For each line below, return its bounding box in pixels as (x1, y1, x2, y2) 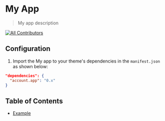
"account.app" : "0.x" (10, 78, 56, 83)
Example (12, 110, 31, 116)
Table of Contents (5, 97, 63, 105)
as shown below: (12, 63, 48, 69)
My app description (17, 20, 59, 26)
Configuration (5, 44, 51, 53)
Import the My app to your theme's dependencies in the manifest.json (12, 58, 160, 64)
